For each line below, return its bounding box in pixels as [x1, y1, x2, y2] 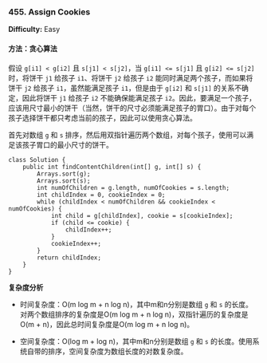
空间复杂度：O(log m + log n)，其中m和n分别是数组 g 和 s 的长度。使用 [19, 336, 253, 345]
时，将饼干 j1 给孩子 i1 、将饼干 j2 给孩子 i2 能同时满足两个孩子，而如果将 [8, 73, 253, 82]
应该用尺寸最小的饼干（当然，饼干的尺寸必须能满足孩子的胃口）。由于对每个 [8, 103, 257, 112]
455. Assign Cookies [8, 6, 91, 18]
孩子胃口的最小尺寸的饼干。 [22, 140, 113, 149]
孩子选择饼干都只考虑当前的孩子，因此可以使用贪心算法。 [8, 112, 197, 122]
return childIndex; [37, 254, 102, 262]
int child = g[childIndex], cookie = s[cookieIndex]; [50, 211, 234, 219]
